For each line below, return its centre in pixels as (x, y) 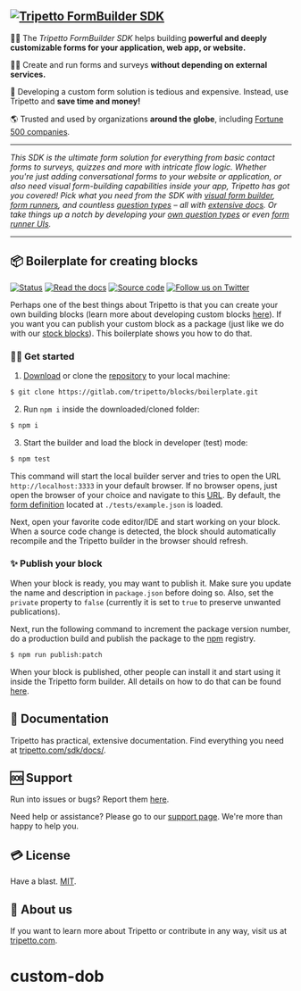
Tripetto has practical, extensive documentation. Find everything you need (147, 740)
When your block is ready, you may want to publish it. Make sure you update (151, 583)
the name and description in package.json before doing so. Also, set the (142, 592)
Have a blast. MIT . (43, 881)
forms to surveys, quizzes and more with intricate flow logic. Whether (138, 167)
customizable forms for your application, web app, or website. (128, 47)
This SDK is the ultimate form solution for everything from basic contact (142, 157)
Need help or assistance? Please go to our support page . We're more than (147, 817)
